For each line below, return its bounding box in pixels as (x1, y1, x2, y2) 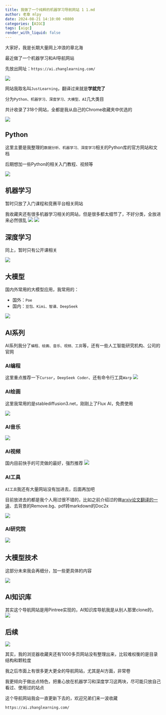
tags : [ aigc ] (5, 26, 32, 31)
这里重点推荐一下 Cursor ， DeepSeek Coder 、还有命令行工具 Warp (5, 375, 132, 381)
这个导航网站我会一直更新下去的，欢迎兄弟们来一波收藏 (5, 695, 118, 701)
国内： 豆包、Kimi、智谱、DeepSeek (12, 303, 78, 309)
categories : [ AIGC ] (5, 21, 45, 26)
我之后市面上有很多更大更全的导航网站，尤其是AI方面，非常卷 (5, 668, 131, 674)
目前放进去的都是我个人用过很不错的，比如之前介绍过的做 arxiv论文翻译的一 (5, 497, 158, 503)
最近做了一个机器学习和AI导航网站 (5, 55, 75, 61)
